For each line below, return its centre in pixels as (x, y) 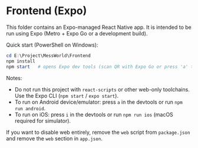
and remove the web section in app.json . (55, 138)
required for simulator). (43, 121)
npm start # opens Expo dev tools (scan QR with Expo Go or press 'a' (97, 67)
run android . (30, 108)
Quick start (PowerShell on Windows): (52, 45)
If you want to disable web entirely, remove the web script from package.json (98, 132)
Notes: (14, 78)
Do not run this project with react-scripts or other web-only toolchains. (102, 89)
